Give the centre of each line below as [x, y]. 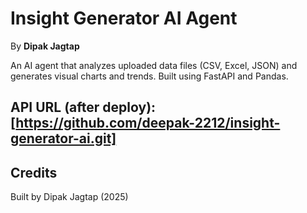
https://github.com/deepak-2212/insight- [148, 123]
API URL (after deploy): [83, 107]
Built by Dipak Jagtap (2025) [69, 197]
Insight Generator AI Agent [124, 18]
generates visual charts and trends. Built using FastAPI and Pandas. [149, 76]
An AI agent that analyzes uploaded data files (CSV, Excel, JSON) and [154, 65]
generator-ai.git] [63, 138]
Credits [34, 172]
